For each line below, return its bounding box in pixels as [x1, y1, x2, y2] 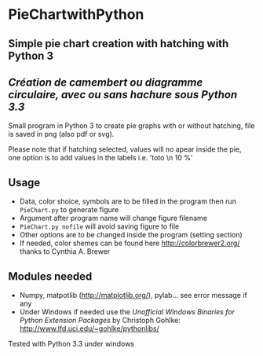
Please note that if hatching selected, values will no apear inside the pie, [8, 145, 242, 154]
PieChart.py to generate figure [19, 205, 119, 215]
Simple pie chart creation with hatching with [8, 37, 229, 50]
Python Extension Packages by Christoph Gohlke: [19, 316, 181, 325]
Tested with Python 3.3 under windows [8, 339, 135, 349]
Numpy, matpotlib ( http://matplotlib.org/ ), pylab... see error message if [19, 291, 247, 300]
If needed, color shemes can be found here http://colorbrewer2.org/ [19, 238, 240, 248]
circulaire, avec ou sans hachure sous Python [8, 88, 238, 101]
